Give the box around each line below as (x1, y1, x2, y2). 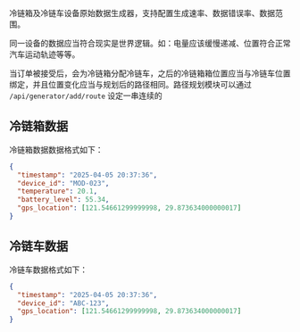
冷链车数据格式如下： (9, 264, 87, 275)
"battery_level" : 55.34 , (17, 195, 110, 204)
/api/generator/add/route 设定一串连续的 (9, 90, 162, 101)
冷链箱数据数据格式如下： (9, 144, 104, 154)
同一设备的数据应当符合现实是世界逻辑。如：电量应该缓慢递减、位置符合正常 (9, 38, 291, 48)
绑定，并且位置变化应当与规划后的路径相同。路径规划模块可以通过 (9, 79, 252, 89)
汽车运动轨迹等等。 (9, 49, 80, 60)
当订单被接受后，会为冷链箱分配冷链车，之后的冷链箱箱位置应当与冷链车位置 (9, 68, 291, 79)
